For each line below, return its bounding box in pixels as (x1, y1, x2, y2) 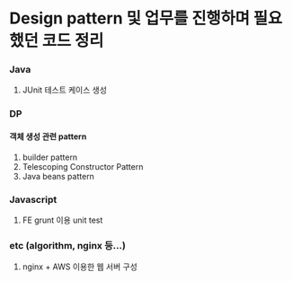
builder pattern (22, 152, 78, 162)
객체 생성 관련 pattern (9, 131, 87, 142)
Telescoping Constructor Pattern (22, 161, 144, 171)
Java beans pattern (22, 171, 94, 181)
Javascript (9, 193, 58, 206)
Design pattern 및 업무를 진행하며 (9, 8, 250, 29)
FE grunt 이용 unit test (22, 215, 103, 225)
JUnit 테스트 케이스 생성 (22, 84, 108, 95)
